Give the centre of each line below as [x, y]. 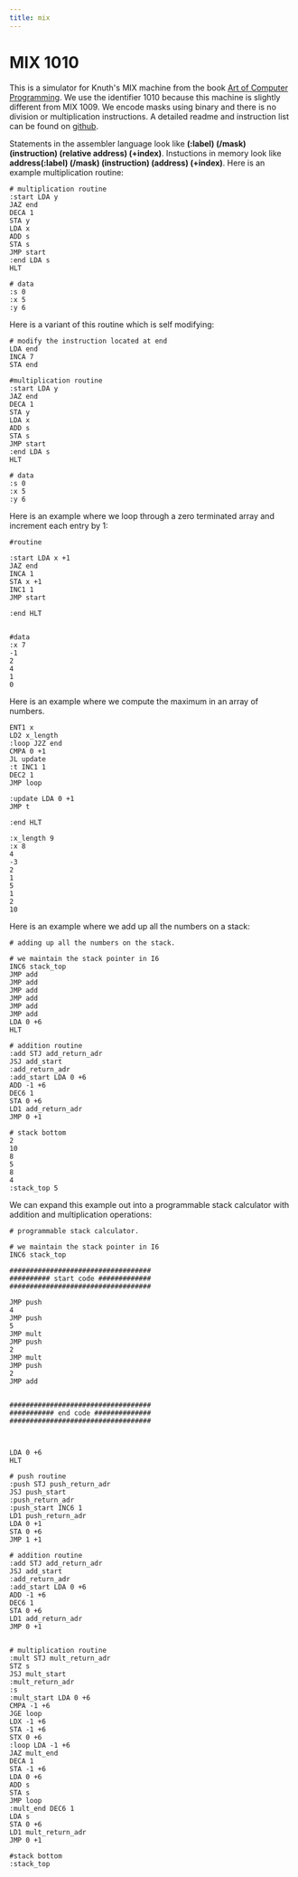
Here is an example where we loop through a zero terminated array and [142, 515]
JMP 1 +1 [26, 1539]
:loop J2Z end [36, 743]
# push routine [38, 1476]
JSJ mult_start [38, 1674]
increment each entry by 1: [59, 525]
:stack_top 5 [34, 1188]
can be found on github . [54, 126]
